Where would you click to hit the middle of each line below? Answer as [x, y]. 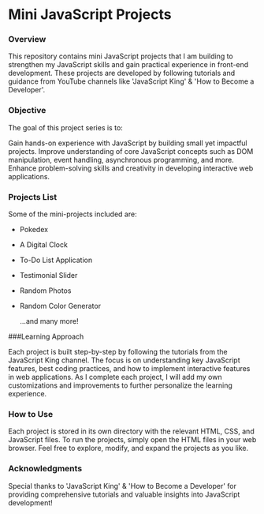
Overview [27, 39]
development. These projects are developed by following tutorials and [121, 73]
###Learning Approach [46, 336]
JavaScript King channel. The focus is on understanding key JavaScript [124, 360]
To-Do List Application [56, 260]
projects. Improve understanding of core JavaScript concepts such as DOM [131, 151]
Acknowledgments [45, 469]
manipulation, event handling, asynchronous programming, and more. [121, 159]
